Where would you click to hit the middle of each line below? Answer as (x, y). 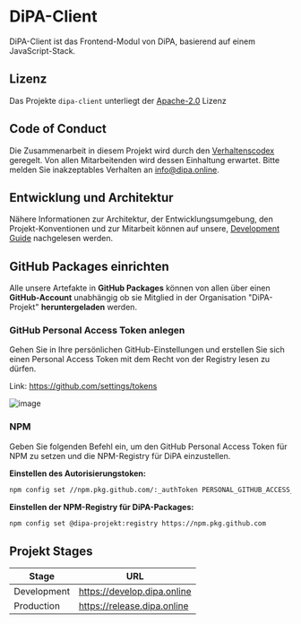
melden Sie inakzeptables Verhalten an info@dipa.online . (114, 169)
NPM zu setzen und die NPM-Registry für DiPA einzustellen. (120, 455)
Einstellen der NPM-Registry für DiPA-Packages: (102, 507)
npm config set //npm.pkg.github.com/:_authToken (104, 490)
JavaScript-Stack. (43, 50)
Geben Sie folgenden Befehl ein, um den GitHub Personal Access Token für (149, 446)
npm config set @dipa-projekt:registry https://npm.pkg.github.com (138, 523)
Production (37, 606)
